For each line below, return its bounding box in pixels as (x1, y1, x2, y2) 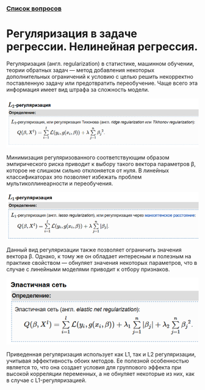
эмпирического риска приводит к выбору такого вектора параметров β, (6, 161, 196, 168)
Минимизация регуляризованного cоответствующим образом (6, 154, 170, 161)
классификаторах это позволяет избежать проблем (6, 173, 142, 181)
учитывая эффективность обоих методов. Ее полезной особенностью (6, 357, 189, 364)
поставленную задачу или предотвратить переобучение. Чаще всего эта (6, 79, 198, 87)
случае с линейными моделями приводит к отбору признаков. (6, 265, 170, 273)
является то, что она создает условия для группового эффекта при (6, 364, 182, 371)
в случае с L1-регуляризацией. (6, 377, 87, 384)
